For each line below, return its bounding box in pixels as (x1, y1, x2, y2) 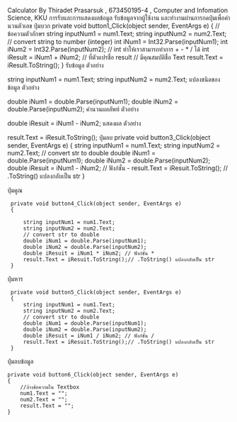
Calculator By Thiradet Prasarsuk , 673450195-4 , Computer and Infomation (7, 6, 229, 14)
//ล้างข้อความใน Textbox (20, 384, 80, 391)
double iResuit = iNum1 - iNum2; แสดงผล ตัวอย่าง (7, 119, 141, 127)
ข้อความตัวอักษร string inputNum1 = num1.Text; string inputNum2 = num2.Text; (7, 30, 227, 38)
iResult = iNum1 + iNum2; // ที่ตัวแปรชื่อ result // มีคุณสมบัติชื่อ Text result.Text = (7, 53, 224, 61)
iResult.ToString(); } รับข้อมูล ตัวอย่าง (7, 61, 104, 70)
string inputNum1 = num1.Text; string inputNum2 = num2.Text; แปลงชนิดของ (7, 75, 221, 84)
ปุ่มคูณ (7, 186, 23, 194)
